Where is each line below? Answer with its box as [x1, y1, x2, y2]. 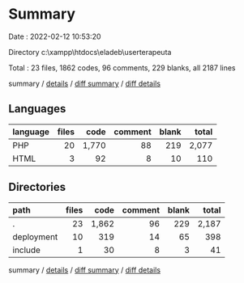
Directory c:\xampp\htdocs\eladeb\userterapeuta [8, 47, 172, 57]
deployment [12, 231, 58, 243]
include [12, 244, 41, 256]
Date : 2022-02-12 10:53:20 [8, 32, 101, 41]
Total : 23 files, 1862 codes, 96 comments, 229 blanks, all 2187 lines [8, 62, 236, 73]
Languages [8, 102, 66, 116]
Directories [8, 180, 66, 194]
